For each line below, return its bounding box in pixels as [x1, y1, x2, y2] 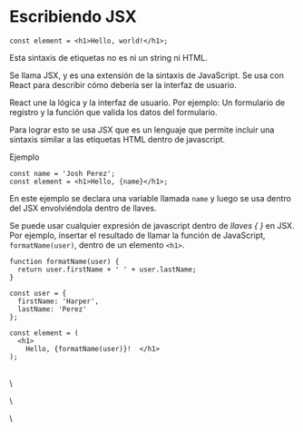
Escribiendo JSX [9, 6, 138, 27]
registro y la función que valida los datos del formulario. [9, 106, 218, 117]
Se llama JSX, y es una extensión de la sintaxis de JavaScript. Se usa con [9, 70, 284, 81]
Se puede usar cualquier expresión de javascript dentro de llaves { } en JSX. [9, 220, 295, 231]
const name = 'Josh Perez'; [9, 169, 116, 178]
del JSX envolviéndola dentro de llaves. [9, 202, 157, 213]
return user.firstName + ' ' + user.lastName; [17, 265, 197, 274]
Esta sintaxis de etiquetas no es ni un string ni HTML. [9, 52, 209, 63]
